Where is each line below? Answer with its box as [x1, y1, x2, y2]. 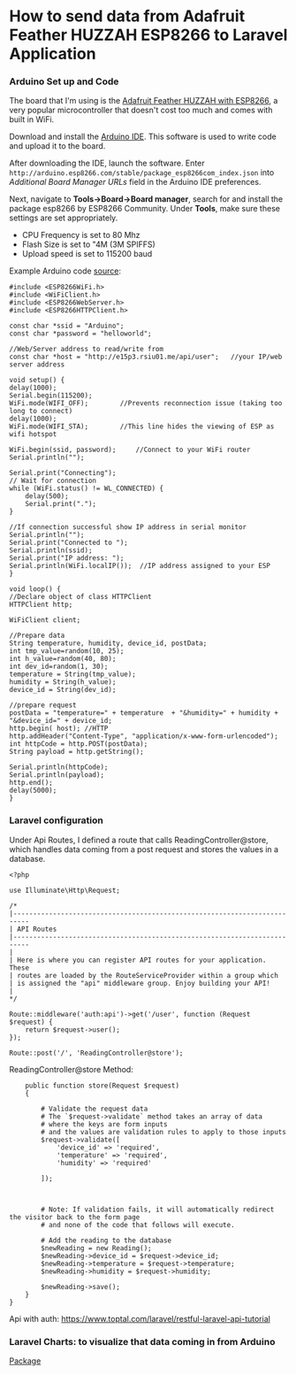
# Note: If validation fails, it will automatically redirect [41, 1205, 275, 1214]
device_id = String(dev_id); [9, 686, 117, 695]
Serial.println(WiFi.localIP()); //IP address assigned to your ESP [9, 562, 271, 571]
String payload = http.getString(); [9, 748, 144, 757]
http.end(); [9, 779, 53, 787]
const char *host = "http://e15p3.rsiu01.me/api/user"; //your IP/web [9, 352, 283, 362]
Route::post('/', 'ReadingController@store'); [9, 1049, 184, 1057]
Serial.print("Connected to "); [9, 538, 128, 548]
